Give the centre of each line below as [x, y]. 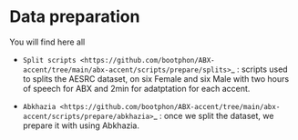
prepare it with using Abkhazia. [81, 125]
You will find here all [47, 42]
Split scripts [49, 60]
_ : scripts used [260, 69]
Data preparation [75, 17]
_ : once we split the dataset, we [214, 115]
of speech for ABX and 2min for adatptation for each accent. [136, 88]
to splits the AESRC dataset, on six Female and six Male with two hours [156, 78]
